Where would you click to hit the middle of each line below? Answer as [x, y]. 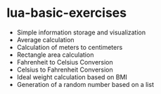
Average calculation [45, 39]
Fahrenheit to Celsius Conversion [65, 62]
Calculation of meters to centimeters [70, 47]
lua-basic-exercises [67, 13]
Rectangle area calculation [55, 55]
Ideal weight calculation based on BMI [72, 77]
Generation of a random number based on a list [85, 84]
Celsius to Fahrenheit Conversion [65, 69]
